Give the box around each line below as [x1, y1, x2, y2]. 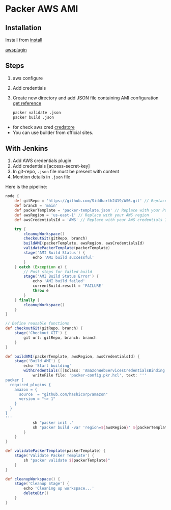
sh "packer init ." [32, 420, 74, 425]
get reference [12, 100, 42, 106]
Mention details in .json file [12, 174, 71, 180]
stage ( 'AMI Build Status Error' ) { [23, 274, 99, 279]
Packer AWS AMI [5, 3, 78, 15]
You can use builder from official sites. [12, 129, 94, 136]
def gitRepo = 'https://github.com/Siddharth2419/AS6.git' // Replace [14, 198, 167, 204]
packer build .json [12, 115, 54, 120]
